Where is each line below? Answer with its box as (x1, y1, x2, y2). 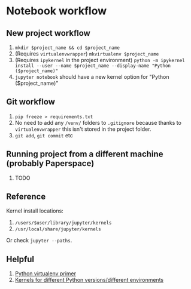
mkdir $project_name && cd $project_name (14, 45, 120, 51)
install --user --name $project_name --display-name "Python (14, 63, 171, 69)
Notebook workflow (6, 4, 107, 18)
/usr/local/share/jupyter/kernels (14, 226, 101, 232)
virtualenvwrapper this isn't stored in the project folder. (14, 125, 151, 133)
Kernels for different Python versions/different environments (14, 276, 163, 284)
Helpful (6, 254, 35, 264)
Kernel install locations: (6, 207, 64, 214)
